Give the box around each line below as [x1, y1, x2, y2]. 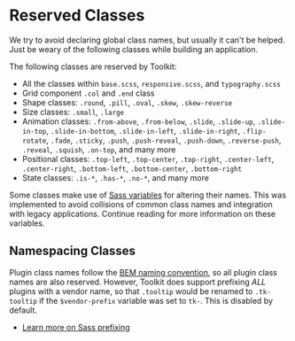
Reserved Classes [9, 5, 145, 26]
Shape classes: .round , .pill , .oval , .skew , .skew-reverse [21, 97, 233, 107]
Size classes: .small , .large [21, 106, 125, 117]
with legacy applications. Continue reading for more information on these [9, 208, 276, 219]
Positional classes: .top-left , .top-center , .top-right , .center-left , [21, 153, 275, 164]
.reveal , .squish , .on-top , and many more [21, 143, 176, 155]
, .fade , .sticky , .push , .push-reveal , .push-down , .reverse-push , [45, 135, 282, 145]
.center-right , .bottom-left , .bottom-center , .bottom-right [21, 163, 243, 174]
